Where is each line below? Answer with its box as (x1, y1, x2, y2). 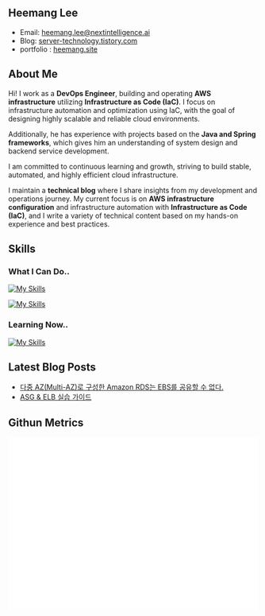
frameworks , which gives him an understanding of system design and (8, 138, 238, 147)
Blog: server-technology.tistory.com (19, 36, 138, 45)
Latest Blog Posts (8, 361, 97, 374)
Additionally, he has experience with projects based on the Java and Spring (8, 129, 256, 138)
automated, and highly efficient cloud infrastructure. (8, 170, 179, 180)
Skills (8, 242, 36, 256)
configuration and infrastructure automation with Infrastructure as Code (8, 202, 248, 211)
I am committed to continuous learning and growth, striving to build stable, (8, 161, 252, 171)
